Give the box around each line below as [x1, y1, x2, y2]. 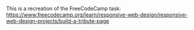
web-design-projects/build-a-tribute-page [6, 18, 110, 24]
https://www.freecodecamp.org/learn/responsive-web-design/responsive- [6, 11, 188, 18]
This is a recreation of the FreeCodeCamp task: [6, 5, 121, 12]
